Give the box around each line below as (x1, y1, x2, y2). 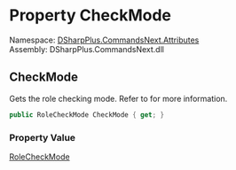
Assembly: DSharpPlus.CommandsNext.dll (9, 43, 164, 54)
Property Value (9, 131, 76, 143)
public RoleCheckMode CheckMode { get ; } (9, 110, 165, 120)
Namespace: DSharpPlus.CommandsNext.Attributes (9, 35, 200, 45)
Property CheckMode (9, 5, 171, 26)
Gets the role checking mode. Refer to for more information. (9, 93, 228, 104)
